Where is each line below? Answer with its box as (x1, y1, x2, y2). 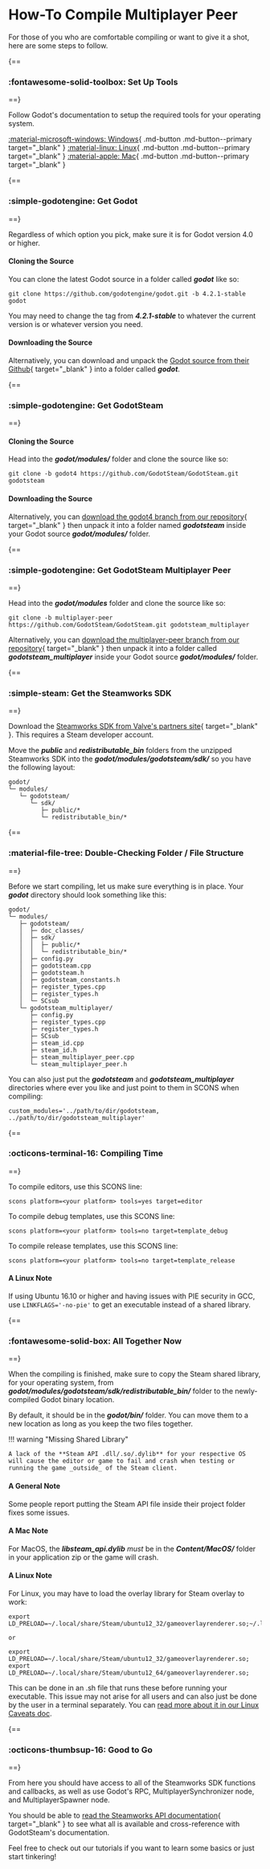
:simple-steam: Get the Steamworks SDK (8, 687, 172, 698)
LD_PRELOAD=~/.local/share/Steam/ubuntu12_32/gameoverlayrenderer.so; (8, 1654, 250, 1662)
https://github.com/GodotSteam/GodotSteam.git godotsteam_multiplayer (8, 620, 250, 628)
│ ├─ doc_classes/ (18, 926, 84, 934)
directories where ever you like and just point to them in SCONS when (8, 1082, 239, 1092)
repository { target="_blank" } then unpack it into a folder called (8, 643, 217, 652)
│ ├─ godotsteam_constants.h (18, 975, 121, 984)
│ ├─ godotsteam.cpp (18, 962, 92, 970)
